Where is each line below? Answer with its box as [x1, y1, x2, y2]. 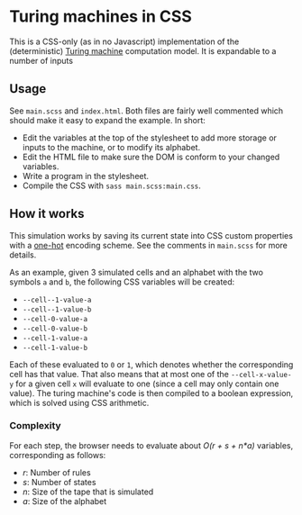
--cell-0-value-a [22, 314, 88, 323]
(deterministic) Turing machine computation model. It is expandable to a [9, 45, 277, 56]
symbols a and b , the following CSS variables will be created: [9, 276, 235, 287]
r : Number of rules [22, 466, 92, 478]
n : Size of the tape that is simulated [22, 486, 154, 497]
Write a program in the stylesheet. [22, 170, 150, 181]
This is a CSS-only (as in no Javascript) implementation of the [9, 36, 240, 47]
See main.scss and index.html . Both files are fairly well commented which [9, 105, 284, 116]
